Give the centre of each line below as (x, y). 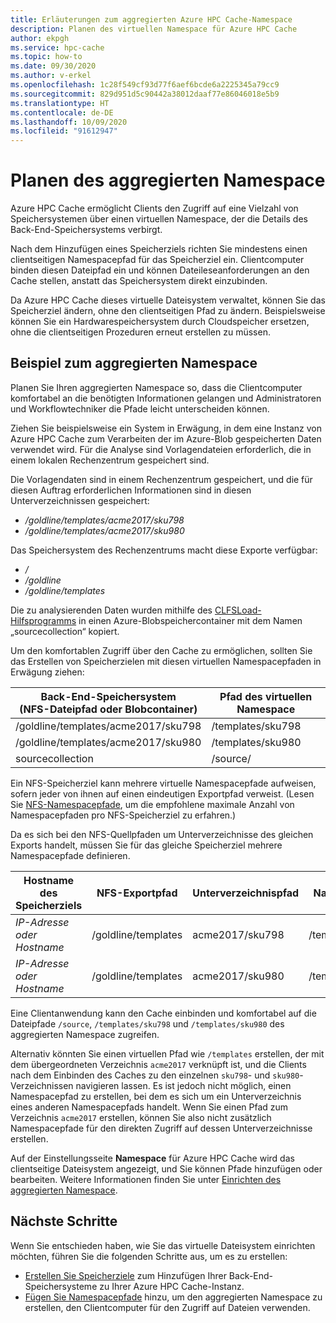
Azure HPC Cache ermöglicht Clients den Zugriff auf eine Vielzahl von (154, 208)
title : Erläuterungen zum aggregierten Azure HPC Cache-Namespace (151, 19)
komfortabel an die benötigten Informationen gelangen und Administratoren (166, 398)
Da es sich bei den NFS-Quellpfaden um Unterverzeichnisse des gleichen (162, 834)
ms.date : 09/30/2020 (53, 66)
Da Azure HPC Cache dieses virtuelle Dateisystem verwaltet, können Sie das (168, 300)
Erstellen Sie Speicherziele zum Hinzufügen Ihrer (125, 1275)
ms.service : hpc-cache (57, 47)
